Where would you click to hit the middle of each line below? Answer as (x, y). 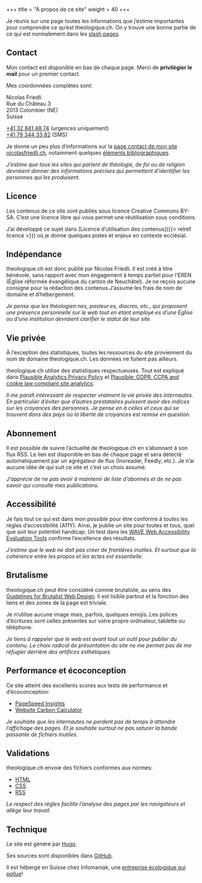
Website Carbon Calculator (49, 710)
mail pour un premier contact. (43, 74)
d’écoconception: (28, 692)
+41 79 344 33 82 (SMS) (37, 134)
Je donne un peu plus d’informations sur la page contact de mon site (92, 146)
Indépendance (34, 255)
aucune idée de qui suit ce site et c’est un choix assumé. (76, 467)
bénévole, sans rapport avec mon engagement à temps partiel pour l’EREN (99, 275)
